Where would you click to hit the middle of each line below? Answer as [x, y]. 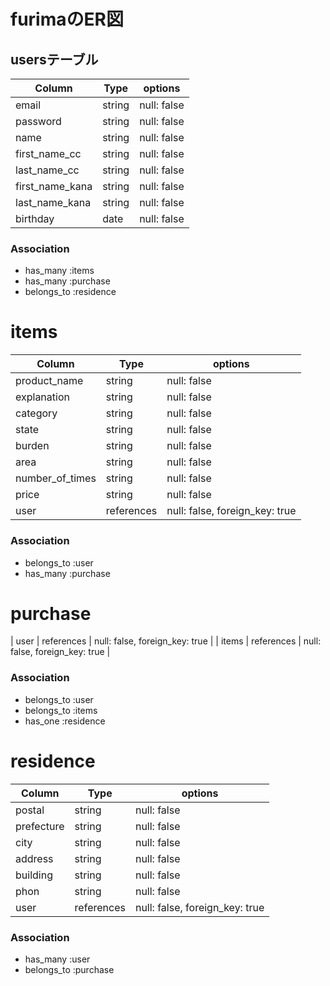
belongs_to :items [61, 710]
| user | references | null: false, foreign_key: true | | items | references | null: [166, 641]
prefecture [40, 826]
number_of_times [56, 478]
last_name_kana [53, 202]
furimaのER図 [67, 19]
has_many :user [57, 959]
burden [32, 446]
